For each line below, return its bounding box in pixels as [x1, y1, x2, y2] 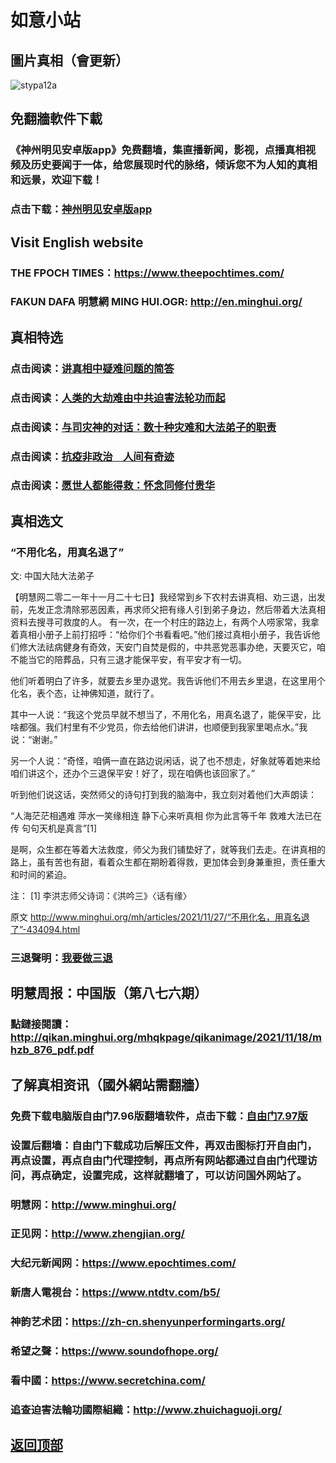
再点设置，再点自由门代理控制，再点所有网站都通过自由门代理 [10, 1153, 308, 1167]
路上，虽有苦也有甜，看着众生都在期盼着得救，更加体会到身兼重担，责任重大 [10, 856, 326, 868]
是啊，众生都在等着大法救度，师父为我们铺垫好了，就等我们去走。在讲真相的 [10, 844, 326, 856]
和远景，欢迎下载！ [10, 173, 103, 187]
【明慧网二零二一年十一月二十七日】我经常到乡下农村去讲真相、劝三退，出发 [10, 591, 326, 603]
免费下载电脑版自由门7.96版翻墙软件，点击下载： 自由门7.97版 [10, 1109, 308, 1123]
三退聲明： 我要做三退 [10, 951, 113, 965]
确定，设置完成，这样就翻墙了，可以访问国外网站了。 [51, 1168, 308, 1182]
